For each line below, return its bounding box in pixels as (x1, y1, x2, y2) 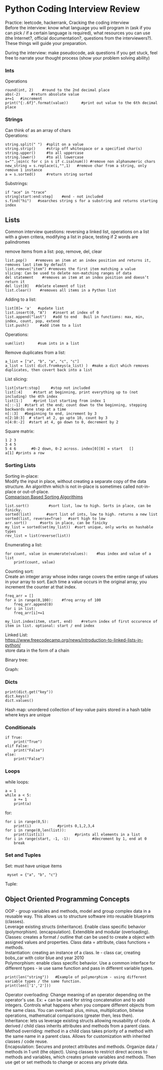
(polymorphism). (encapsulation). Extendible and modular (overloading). (5, 929, 150, 935)
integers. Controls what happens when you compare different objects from (5, 1002, 155, 1008)
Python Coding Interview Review (5, 3, 140, 15)
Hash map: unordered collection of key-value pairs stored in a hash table (5, 707, 151, 713)
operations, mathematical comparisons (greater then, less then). (5, 1012, 134, 1018)
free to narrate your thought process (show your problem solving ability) (5, 55, 150, 61)
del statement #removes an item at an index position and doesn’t (5, 275, 149, 280)
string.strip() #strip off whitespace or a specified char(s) (5, 146, 143, 151)
